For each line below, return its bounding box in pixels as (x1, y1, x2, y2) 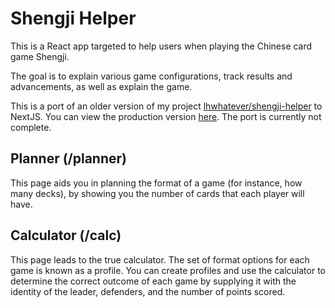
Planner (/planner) (10, 150, 127, 167)
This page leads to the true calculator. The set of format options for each (10, 253, 310, 266)
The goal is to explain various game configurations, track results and (10, 70, 293, 82)
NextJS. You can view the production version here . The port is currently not (10, 110, 322, 122)
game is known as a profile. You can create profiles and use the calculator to (10, 264, 326, 276)
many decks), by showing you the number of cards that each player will (10, 187, 305, 199)
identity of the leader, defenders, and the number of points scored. (10, 285, 286, 297)
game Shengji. (10, 50, 70, 62)
